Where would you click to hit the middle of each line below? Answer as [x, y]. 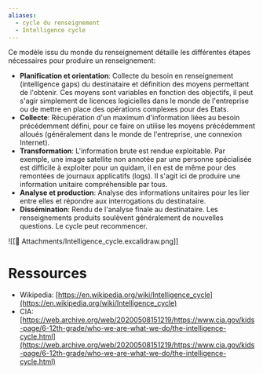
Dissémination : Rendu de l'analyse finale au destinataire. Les [119, 210]
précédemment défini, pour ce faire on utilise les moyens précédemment [137, 126]
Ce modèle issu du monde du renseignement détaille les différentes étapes [130, 53]
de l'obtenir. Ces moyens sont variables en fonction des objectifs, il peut [136, 93]
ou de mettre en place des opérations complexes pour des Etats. [124, 109]
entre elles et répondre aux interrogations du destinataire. [113, 201]
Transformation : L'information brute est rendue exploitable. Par [122, 151]
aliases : [22, 15]
